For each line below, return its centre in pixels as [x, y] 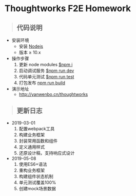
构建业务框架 [32, 135]
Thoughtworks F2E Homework [68, 9]
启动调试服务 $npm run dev [46, 71]
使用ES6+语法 [33, 164]
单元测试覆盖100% [38, 182]
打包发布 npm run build [42, 83]
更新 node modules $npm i [46, 64]
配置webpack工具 [37, 128]
